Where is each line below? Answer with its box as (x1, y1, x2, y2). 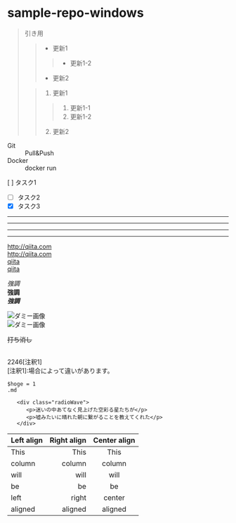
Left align (11, 435, 44, 445)
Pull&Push (25, 149, 54, 157)
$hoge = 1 (7, 380, 37, 388)
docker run (25, 164, 57, 172)
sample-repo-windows (7, 5, 144, 21)
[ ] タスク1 (7, 178, 37, 187)
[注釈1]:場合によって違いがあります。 (7, 366, 114, 375)
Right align (49, 435, 86, 445)
